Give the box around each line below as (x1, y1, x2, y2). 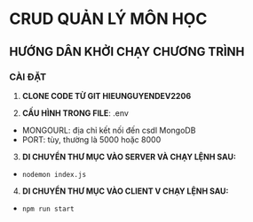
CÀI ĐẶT (9, 71, 47, 83)
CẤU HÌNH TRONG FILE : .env (21, 107, 129, 119)
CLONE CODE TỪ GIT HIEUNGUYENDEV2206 (21, 90, 192, 101)
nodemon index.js (21, 170, 87, 179)
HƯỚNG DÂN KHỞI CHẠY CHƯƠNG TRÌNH (9, 44, 245, 59)
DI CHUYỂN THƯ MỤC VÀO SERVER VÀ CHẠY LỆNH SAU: (21, 151, 237, 162)
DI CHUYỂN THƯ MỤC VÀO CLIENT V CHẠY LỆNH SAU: (21, 186, 229, 196)
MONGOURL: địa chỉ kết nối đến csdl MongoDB (21, 125, 196, 135)
